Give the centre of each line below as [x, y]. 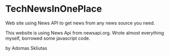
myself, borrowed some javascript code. [48, 38]
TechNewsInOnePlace [54, 9]
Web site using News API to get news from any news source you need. [80, 23]
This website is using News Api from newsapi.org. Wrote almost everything [85, 33]
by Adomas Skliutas [26, 48]
